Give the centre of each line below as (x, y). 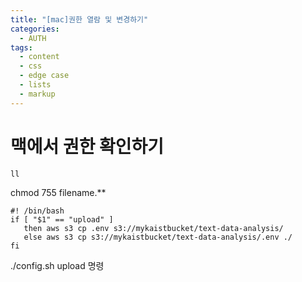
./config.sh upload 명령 (57, 265)
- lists (35, 85)
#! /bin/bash (37, 211)
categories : (35, 29)
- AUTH (33, 38)
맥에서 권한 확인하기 (87, 146)
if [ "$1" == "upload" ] (62, 219)
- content (39, 57)
